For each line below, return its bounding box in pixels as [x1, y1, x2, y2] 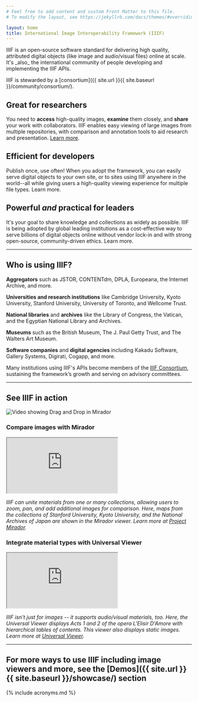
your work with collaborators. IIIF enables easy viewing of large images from [6, 122, 192, 129]
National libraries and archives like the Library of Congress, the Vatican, [6, 311, 183, 318]
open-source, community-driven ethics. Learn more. [6, 237, 134, 245]
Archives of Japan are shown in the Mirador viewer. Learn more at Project [6, 517, 187, 525]
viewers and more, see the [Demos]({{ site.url [6, 664, 178, 674]
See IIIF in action [6, 393, 68, 403]
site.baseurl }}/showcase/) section [15, 673, 147, 684]
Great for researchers [6, 100, 87, 110]
